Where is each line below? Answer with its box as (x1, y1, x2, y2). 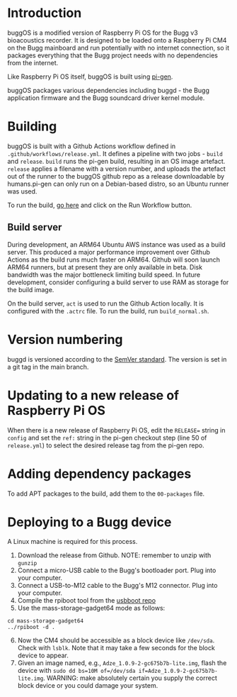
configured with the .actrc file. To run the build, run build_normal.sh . (7, 306, 209, 315)
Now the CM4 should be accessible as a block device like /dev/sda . (17, 636, 215, 645)
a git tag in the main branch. (7, 362, 89, 371)
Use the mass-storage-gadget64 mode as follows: (17, 604, 166, 613)
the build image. (7, 285, 54, 294)
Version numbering (7, 331, 123, 347)
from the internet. (7, 58, 59, 67)
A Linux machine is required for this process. (7, 537, 138, 546)
